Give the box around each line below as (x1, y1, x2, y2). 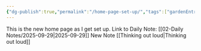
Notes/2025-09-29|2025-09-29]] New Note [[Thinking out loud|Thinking (6, 31, 187, 39)
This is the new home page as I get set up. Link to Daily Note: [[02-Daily (6, 25, 184, 32)
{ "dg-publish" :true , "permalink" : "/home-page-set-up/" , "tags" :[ (6, 8, 167, 15)
